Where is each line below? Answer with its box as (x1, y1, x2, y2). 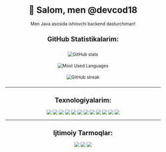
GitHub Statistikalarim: (47, 35, 119, 43)
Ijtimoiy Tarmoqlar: (53, 128, 113, 137)
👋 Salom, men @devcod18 (29, 4, 137, 16)
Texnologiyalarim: (54, 96, 112, 105)
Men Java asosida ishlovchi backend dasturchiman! (30, 21, 136, 27)
